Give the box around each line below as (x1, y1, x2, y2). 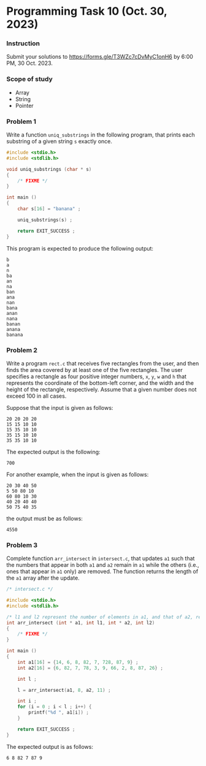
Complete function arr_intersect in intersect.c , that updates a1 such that (6, 555, 195, 562)
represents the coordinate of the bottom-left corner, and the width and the (6, 379, 194, 387)
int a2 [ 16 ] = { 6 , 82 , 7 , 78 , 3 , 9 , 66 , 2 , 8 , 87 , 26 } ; (17, 665, 164, 671)
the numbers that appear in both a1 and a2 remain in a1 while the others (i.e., (6, 561, 199, 569)
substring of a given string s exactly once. (6, 138, 112, 145)
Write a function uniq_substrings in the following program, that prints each (6, 131, 195, 138)
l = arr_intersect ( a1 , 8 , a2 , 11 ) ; (17, 687, 112, 693)
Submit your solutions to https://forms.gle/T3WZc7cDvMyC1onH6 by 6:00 (6, 53, 193, 61)
